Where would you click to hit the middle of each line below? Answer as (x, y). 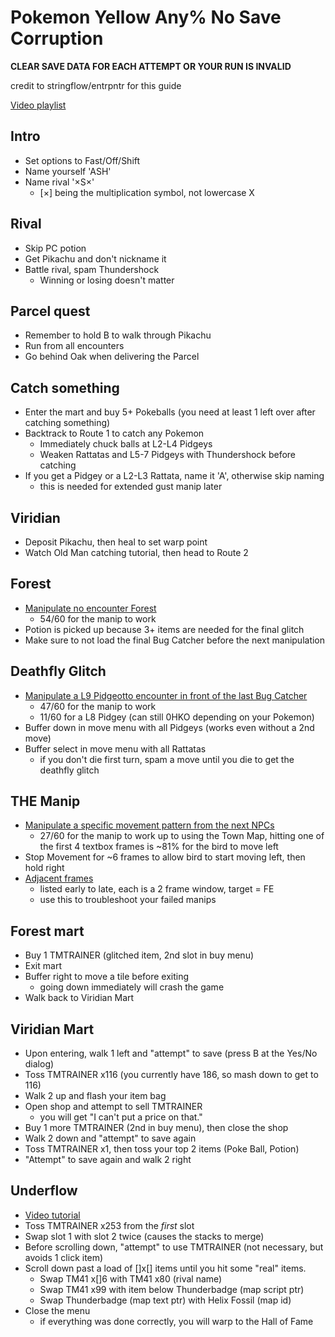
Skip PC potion (55, 248)
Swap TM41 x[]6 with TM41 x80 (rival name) (131, 1278)
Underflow (44, 1191)
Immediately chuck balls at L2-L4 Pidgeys (126, 444)
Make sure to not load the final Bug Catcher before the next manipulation (175, 640)
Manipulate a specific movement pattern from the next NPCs (149, 825)
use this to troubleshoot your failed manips (128, 900)
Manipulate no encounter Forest (90, 608)
